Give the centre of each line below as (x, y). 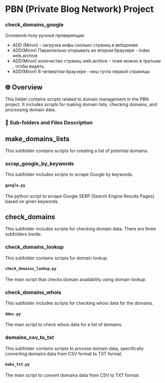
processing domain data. (31, 110)
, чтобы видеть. (29, 66)
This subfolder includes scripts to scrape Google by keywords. (69, 175)
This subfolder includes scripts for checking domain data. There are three (81, 229)
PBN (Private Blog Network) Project (80, 9)
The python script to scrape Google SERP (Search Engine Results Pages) (80, 196)
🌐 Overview (24, 87)
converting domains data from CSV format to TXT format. (64, 354)
